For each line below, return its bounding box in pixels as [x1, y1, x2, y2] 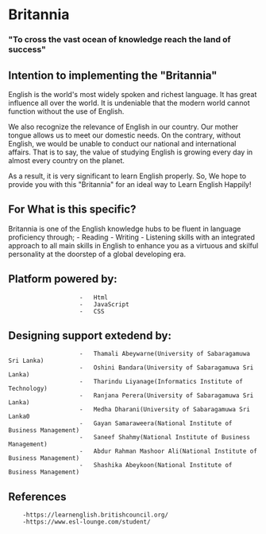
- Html [79, 293, 109, 302]
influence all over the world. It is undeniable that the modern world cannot [8, 98, 250, 107]
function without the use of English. [8, 106, 125, 116]
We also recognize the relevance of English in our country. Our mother [8, 122, 239, 131]
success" [8, 44, 46, 55]
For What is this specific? [8, 203, 137, 216]
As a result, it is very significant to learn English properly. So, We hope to [8, 171, 247, 181]
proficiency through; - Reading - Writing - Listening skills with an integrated [8, 232, 256, 242]
